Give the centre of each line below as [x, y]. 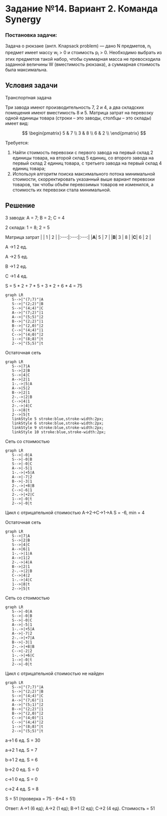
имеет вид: [17, 123]
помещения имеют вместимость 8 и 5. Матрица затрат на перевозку [79, 112]
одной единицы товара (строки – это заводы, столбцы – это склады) [78, 118]
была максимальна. [26, 70]
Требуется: [17, 143]
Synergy [23, 19]
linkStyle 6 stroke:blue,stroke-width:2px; [58, 423]
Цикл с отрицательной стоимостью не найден [54, 673]
